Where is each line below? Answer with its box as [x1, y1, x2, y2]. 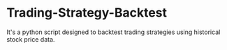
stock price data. [6, 35, 55, 43]
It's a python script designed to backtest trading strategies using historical [6, 28, 221, 36]
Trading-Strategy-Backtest [6, 5, 167, 21]
